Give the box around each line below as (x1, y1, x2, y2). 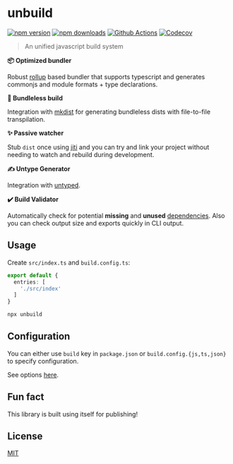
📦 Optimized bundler (7, 56, 72, 64)
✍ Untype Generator (7, 164, 71, 173)
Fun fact (7, 391, 44, 403)
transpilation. (7, 115, 46, 123)
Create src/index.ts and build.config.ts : (7, 258, 131, 267)
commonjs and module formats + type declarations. (7, 80, 158, 88)
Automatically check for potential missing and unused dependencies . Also (7, 211, 225, 220)
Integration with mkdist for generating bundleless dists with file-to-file (7, 108, 210, 116)
